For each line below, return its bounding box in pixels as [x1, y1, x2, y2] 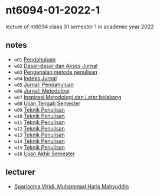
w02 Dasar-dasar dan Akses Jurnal [14, 62, 98, 69]
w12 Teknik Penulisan [14, 125, 66, 132]
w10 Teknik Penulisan [14, 112, 66, 119]
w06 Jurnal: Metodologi [14, 87, 70, 94]
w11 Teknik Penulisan [14, 119, 66, 126]
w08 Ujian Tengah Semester [14, 100, 81, 107]
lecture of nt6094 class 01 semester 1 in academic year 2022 [5, 23, 154, 30]
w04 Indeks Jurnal [14, 74, 57, 81]
